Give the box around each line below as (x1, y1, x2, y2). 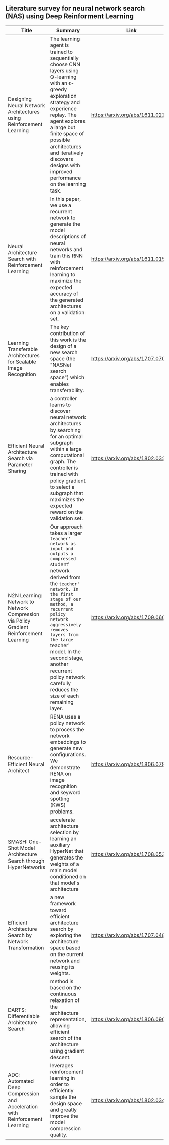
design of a (50, 342, 77, 349)
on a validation (50, 309, 85, 316)
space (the (50, 355, 76, 362)
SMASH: (8, 838, 28, 845)
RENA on (50, 770, 71, 777)
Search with (8, 255, 36, 262)
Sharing (8, 467, 27, 474)
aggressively (50, 622, 81, 627)
